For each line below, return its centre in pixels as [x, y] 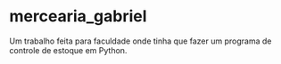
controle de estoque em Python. [68, 50]
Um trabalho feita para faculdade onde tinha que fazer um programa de [140, 41]
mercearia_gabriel [78, 16]
